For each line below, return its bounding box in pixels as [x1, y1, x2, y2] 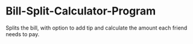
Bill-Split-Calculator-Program [5, 4, 156, 18]
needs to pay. [5, 30, 40, 37]
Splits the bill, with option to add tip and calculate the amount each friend [5, 24, 188, 31]
